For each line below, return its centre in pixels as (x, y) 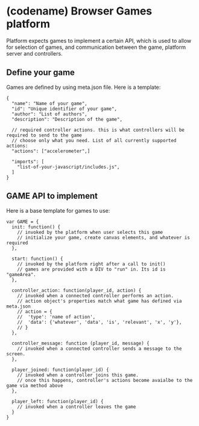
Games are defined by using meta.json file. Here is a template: (84, 87)
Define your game (41, 73)
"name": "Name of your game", (49, 103)
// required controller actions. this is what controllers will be (98, 130)
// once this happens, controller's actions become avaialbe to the (105, 380)
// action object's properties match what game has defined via (99, 301)
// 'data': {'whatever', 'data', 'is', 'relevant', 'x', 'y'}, (99, 322)
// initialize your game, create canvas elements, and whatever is (103, 237)
